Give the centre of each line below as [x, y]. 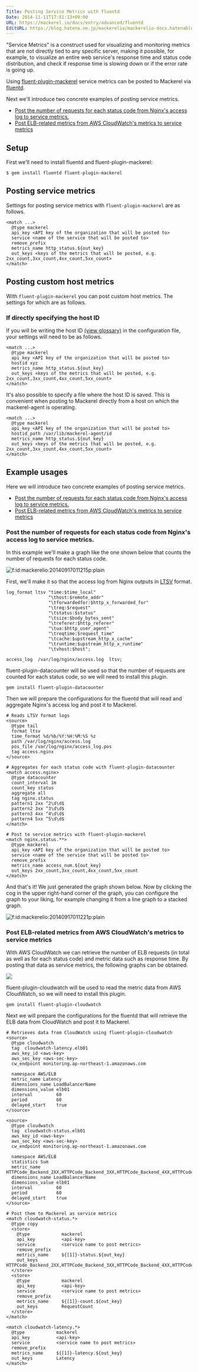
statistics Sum [30, 1162]
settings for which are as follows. [46, 302]
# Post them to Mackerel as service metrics [62, 1214]
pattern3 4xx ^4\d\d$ [38, 814]
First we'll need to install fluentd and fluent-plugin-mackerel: [80, 162]
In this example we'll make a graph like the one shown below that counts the [99, 552]
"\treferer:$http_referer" [81, 624]
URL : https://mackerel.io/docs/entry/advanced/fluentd [75, 22]
